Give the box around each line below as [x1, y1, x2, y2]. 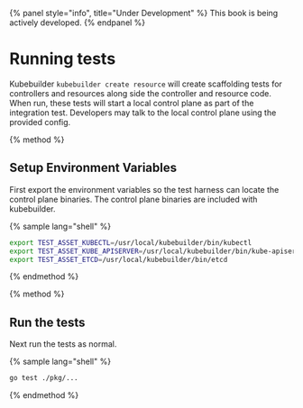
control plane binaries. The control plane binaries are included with [9, 194, 258, 204]
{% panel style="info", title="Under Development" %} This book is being [9, 8, 279, 18]
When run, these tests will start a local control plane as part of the [9, 97, 254, 108]
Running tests [9, 49, 116, 69]
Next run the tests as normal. [9, 339, 117, 349]
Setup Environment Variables [9, 160, 178, 176]
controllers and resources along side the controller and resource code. [9, 87, 272, 98]
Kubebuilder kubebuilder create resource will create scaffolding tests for [9, 78, 282, 89]
